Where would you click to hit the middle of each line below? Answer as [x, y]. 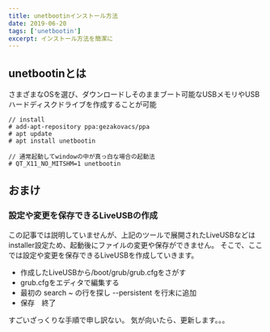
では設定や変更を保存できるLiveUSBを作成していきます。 [103, 255]
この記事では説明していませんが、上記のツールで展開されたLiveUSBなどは [132, 235]
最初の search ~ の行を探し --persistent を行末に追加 [108, 292]
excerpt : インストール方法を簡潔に [61, 38]
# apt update [30, 134]
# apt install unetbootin [52, 141]
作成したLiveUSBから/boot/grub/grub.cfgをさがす [103, 272]
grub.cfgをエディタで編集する [70, 282]
